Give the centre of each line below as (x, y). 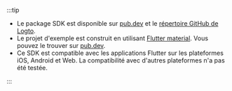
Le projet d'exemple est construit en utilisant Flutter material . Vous (112, 38)
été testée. (32, 68)
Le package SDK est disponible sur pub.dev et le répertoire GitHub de (117, 23)
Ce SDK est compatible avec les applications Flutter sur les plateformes (120, 53)
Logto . (26, 31)
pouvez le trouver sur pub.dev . (61, 45)
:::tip (13, 10)
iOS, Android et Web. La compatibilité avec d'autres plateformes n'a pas (121, 60)
